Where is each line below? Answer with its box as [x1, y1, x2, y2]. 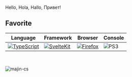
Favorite [5, 19, 32, 28]
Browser [77, 34, 98, 41]
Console [103, 34, 124, 41]
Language [11, 34, 36, 41]
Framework [44, 34, 72, 41]
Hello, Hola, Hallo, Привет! [5, 5, 61, 10]
